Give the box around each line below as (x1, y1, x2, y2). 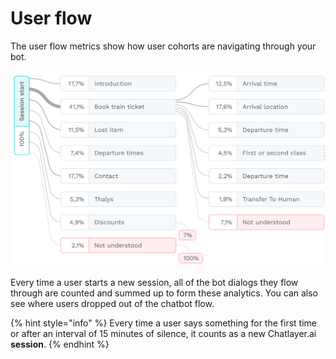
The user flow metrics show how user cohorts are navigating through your (10, 40, 317, 52)
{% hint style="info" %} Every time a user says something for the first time (10, 317, 317, 329)
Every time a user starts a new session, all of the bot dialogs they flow (10, 277, 299, 289)
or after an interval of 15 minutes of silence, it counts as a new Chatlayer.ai (10, 328, 317, 340)
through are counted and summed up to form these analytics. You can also (10, 287, 319, 299)
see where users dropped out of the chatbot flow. (10, 298, 215, 310)
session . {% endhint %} (10, 338, 110, 351)
